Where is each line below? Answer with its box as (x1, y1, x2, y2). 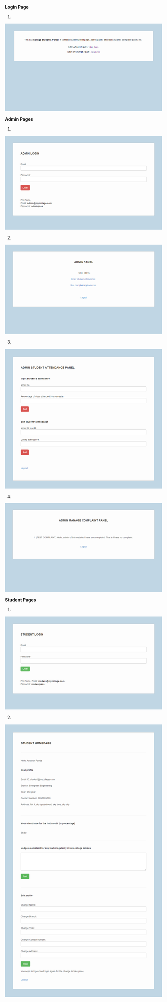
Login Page (5, 4, 29, 10)
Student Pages (5, 597, 36, 603)
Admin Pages (5, 116, 33, 122)
